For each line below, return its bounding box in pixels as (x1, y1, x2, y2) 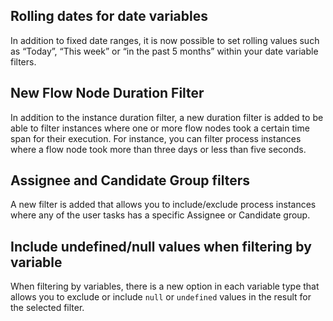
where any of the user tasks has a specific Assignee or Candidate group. (10, 209, 311, 221)
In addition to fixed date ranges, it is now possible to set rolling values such (10, 34, 320, 46)
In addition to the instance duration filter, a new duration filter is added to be (10, 111, 324, 123)
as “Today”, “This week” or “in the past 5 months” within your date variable (10, 45, 319, 57)
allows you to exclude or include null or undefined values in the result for (10, 291, 312, 303)
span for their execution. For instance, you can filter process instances (10, 132, 302, 144)
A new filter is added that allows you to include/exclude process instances (10, 199, 317, 211)
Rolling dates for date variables (10, 8, 208, 25)
